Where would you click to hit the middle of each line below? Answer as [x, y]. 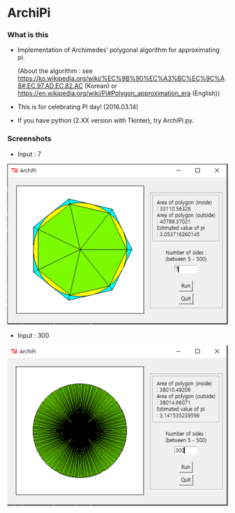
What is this [28, 35]
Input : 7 [29, 154]
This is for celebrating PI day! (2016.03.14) [78, 107]
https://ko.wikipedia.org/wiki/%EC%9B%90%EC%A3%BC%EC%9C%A [121, 78]
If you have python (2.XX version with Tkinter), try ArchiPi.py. [106, 121]
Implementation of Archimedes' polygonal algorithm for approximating [119, 50]
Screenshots [29, 139]
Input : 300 [33, 335]
